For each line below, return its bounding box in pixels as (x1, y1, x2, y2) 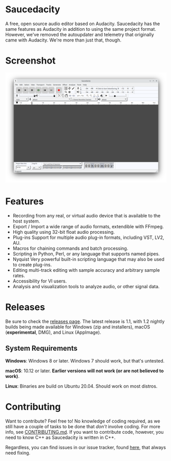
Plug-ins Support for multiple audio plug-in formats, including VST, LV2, (12, 234, 165, 240)
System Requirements (5, 344, 78, 353)
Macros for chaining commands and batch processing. (12, 245, 129, 251)
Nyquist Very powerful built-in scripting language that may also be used (12, 256, 165, 262)
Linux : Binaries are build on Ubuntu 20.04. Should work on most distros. (5, 383, 158, 389)
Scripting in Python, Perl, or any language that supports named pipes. (12, 250, 160, 257)
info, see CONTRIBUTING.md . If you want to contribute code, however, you (5, 429, 164, 435)
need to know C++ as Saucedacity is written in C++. (5, 434, 116, 440)
